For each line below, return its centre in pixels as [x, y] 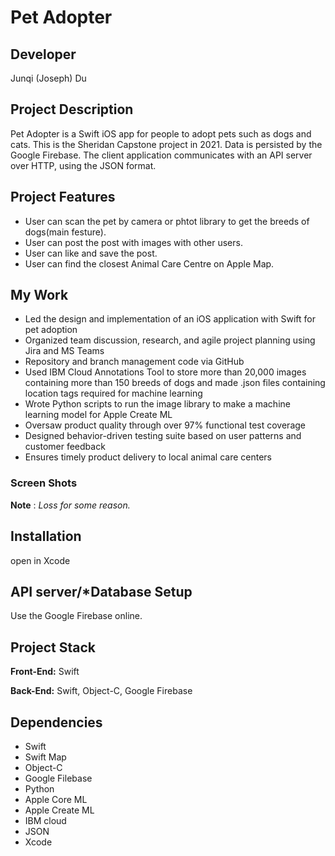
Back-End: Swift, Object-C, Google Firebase [101, 691]
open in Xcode [40, 560]
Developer [43, 54]
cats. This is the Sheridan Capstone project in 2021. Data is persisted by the [166, 144]
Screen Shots [44, 483]
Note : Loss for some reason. [70, 505]
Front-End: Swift [45, 672]
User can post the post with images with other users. [133, 242]
